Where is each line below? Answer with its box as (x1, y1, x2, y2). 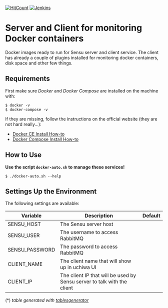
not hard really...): (5, 121, 41, 127)
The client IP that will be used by (59, 272, 136, 279)
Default (142, 212, 160, 219)
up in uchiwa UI (59, 264, 96, 271)
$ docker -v (5, 102, 30, 107)
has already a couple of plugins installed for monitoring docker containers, (5, 54, 158, 60)
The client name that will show (59, 257, 131, 264)
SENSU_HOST (7, 220, 41, 227)
